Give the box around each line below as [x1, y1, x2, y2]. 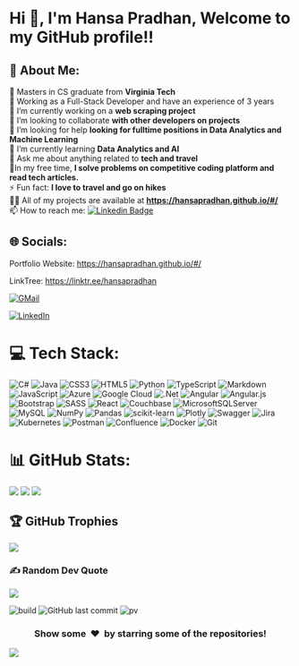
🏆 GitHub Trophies [9, 514, 119, 529]
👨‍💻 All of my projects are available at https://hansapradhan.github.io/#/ [9, 195, 278, 205]
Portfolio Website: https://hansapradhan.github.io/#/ [9, 258, 201, 269]
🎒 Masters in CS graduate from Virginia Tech [9, 87, 176, 97]
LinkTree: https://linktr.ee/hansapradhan [9, 275, 158, 286]
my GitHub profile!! [9, 27, 154, 47]
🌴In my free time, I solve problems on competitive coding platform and [9, 163, 275, 173]
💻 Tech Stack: [9, 344, 120, 363]
